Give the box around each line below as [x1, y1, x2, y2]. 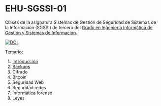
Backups [12, 64, 31, 70]
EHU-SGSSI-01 [5, 3, 67, 14]
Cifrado [12, 69, 28, 74]
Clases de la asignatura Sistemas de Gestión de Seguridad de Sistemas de [5, 19, 157, 25]
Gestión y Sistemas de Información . [5, 30, 77, 35]
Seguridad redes [12, 84, 46, 90]
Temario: [5, 49, 23, 55]
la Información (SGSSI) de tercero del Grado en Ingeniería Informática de [5, 24, 153, 30]
